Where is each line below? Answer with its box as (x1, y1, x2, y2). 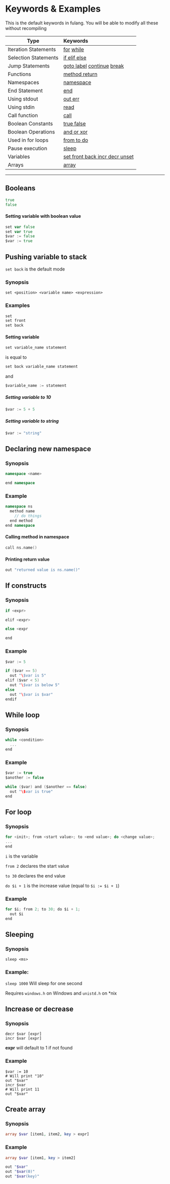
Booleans (5, 184, 36, 193)
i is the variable (5, 853, 38, 859)
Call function (8, 112, 38, 119)
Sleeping (5, 930, 34, 939)
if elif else (63, 54, 87, 61)
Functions (8, 71, 31, 78)
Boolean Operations (8, 128, 55, 135)
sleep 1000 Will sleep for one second (5, 980, 82, 986)
